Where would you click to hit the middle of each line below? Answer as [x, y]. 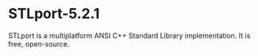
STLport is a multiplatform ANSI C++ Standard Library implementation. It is [129, 35]
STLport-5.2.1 [54, 14]
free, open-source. [39, 43]
